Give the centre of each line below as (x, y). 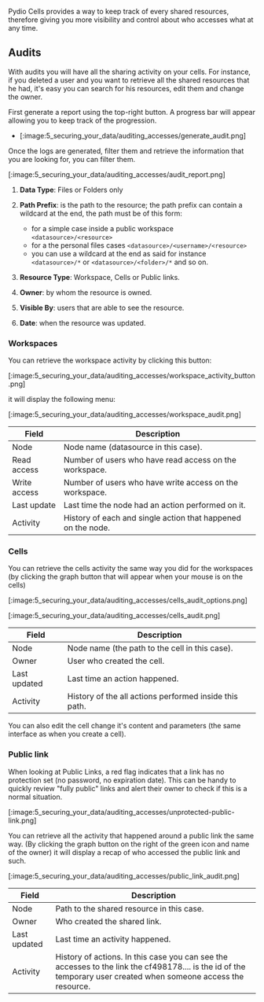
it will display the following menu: (62, 400)
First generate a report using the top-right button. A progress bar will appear (132, 112)
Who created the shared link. (108, 921)
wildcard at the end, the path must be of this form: (101, 213)
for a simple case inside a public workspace (103, 228)
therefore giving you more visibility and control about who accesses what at (131, 20)
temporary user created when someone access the (150, 976)
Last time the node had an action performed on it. (155, 505)
